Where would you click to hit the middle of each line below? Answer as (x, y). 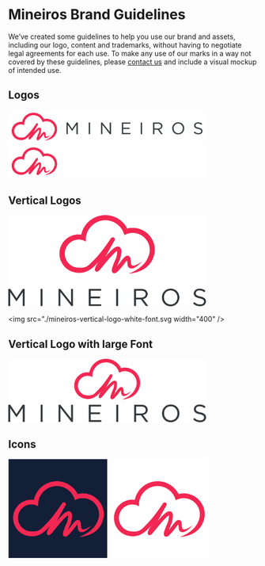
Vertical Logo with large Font (80, 344)
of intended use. (35, 70)
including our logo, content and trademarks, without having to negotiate (125, 44)
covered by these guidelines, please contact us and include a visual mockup (132, 62)
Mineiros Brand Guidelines (97, 15)
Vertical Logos (45, 200)
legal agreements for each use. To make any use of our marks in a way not (130, 53)
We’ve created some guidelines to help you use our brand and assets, (122, 36)
